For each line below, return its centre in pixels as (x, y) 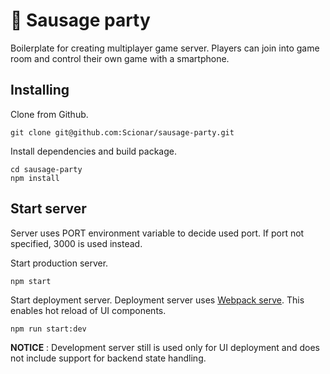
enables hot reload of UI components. (88, 310)
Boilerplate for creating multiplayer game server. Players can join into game (165, 48)
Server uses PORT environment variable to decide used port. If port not (157, 233)
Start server (48, 209)
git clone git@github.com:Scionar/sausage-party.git (122, 132)
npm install (35, 178)
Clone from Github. (49, 114)
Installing (40, 90)
